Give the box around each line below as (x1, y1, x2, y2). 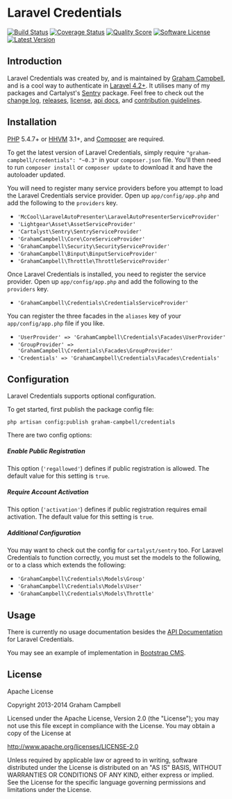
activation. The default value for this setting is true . (7, 513, 154, 521)
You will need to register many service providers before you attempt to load (7, 184, 224, 192)
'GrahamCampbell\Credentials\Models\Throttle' (17, 590, 155, 597)
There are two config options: (7, 431, 92, 439)
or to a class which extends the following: (7, 561, 126, 570)
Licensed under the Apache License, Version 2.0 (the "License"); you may (7, 714, 219, 723)
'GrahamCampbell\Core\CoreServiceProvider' (17, 235, 146, 243)
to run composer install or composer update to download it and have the (7, 163, 213, 171)
